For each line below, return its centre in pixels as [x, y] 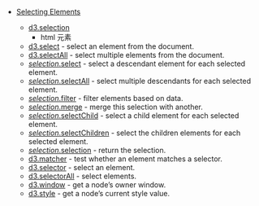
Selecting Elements [48, 12]
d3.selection [49, 27]
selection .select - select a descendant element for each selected [137, 64]
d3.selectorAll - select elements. [82, 176]
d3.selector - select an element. [82, 167]
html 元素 [56, 37]
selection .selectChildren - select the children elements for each [134, 133]
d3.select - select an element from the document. [111, 46]
